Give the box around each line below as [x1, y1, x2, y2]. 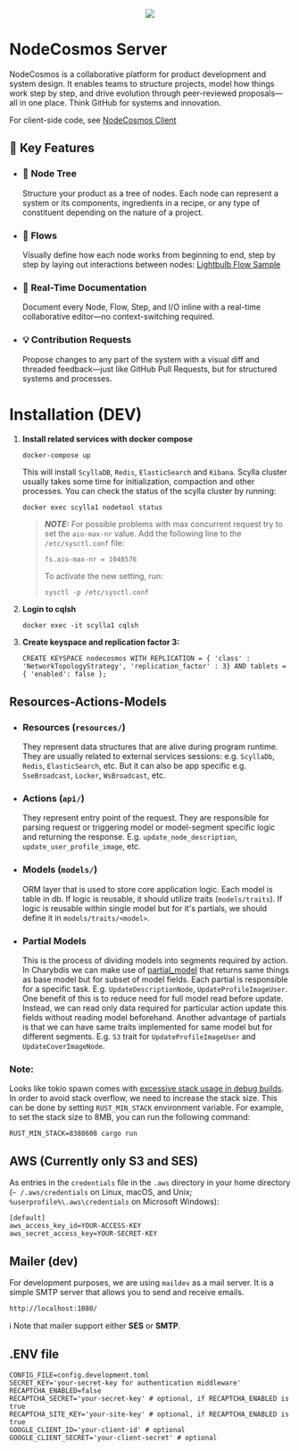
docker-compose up [21, 451, 91, 460]
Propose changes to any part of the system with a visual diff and [21, 354, 261, 364]
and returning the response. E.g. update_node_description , [21, 832, 238, 842]
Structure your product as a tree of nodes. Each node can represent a [21, 188, 279, 199]
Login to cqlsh [21, 604, 77, 615]
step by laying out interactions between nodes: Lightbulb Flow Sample [21, 259, 281, 269]
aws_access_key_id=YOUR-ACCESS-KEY [9, 1222, 142, 1231]
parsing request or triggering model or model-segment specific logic [21, 822, 275, 832]
